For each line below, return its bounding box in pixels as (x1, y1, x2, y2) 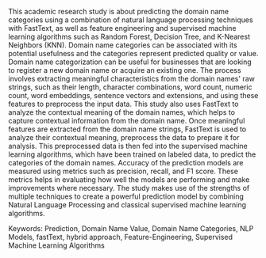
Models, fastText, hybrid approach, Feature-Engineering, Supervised (8, 233, 233, 241)
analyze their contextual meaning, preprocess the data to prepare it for (8, 133, 240, 142)
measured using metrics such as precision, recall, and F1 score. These (8, 166, 238, 176)
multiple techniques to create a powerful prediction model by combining (8, 192, 244, 201)
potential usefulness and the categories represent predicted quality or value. (8, 49, 259, 58)
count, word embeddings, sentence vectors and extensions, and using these (8, 91, 259, 100)
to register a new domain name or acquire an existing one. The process (8, 66, 241, 74)
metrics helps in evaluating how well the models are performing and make (8, 175, 250, 184)
